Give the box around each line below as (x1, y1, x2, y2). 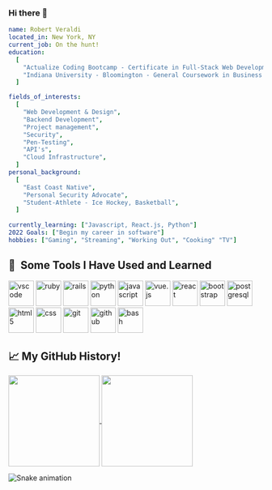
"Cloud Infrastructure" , (23, 153, 107, 161)
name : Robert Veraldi (8, 26, 82, 34)
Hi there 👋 (8, 7, 49, 19)
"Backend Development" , (23, 115, 104, 124)
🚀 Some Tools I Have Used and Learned (8, 258, 212, 272)
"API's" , (23, 146, 53, 154)
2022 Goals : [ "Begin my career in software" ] (8, 228, 164, 237)
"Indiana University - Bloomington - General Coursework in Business (23, 70, 263, 79)
